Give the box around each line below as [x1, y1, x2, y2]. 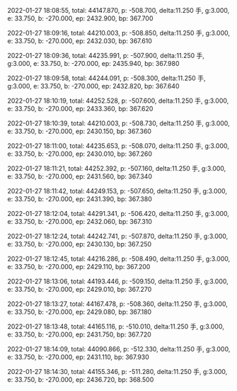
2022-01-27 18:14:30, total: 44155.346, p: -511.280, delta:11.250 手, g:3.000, [7, 368, 228, 375]
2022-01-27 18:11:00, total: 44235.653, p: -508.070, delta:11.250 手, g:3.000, [7, 142, 230, 150]
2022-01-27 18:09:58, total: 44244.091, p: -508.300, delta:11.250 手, [7, 74, 206, 82]
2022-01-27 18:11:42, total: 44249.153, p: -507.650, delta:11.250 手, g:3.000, [7, 187, 228, 195]
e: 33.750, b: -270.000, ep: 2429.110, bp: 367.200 [7, 263, 151, 271]
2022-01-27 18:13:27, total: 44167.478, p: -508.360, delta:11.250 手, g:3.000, [7, 300, 228, 308]
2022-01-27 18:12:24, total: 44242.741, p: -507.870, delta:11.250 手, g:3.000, [7, 232, 229, 240]
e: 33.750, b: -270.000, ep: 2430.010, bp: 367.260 [7, 149, 153, 158]
